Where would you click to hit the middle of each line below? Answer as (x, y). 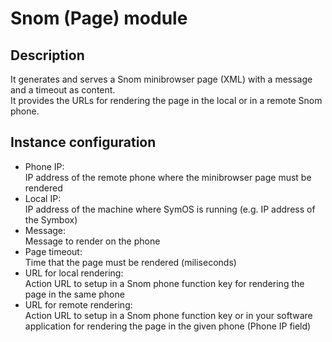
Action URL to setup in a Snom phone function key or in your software (168, 315)
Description (47, 55)
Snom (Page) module (99, 18)
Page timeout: (53, 251)
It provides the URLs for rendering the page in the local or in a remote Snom (166, 100)
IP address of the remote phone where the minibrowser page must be (168, 177)
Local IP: (43, 198)
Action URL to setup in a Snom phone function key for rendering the (164, 283)
